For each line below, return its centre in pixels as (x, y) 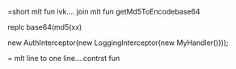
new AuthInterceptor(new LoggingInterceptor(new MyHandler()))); (118, 43)
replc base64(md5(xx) (45, 27)
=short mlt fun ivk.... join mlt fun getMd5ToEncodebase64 (104, 12)
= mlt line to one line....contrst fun (64, 58)
